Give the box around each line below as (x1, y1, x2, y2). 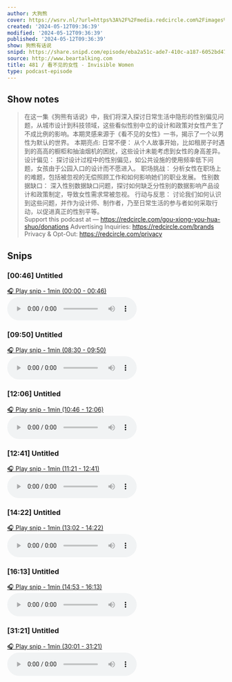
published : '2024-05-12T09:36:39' (7, 36, 107, 43)
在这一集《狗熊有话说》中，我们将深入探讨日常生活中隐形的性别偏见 (23, 113, 218, 121)
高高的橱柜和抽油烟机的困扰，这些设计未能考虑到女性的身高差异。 (36, 147, 224, 155)
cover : (7, 17, 26, 23)
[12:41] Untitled (7, 448, 59, 458)
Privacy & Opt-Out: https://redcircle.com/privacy (23, 230, 162, 238)
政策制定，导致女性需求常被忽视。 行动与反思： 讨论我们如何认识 (36, 191, 222, 199)
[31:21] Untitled (7, 626, 59, 636)
